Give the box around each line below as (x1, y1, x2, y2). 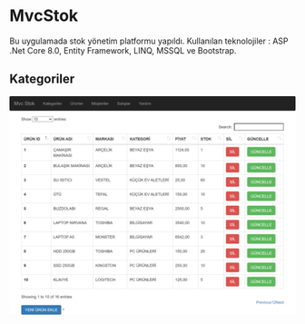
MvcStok (9, 5, 79, 26)
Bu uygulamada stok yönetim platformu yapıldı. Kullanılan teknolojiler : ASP (9, 35, 289, 46)
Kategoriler (9, 72, 75, 87)
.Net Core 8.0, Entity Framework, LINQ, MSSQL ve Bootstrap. (9, 44, 237, 55)
